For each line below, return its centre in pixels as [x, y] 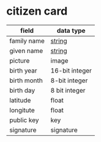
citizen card [37, 11]
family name [27, 41]
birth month [26, 80]
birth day [22, 90]
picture [20, 60]
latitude [20, 100]
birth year [24, 70]
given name [26, 51]
